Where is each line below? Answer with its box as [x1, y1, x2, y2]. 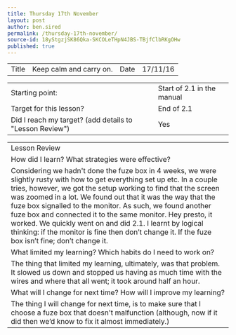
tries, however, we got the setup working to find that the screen [11, 184, 220, 193]
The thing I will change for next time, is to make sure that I [11, 299, 202, 308]
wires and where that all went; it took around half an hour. [11, 276, 200, 286]
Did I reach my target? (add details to [11, 115, 133, 125]
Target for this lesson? [11, 104, 84, 113]
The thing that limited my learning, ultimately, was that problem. [11, 259, 220, 268]
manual [157, 93, 183, 102]
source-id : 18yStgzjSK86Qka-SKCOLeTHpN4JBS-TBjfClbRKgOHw [7, 36, 181, 43]
